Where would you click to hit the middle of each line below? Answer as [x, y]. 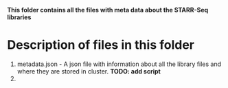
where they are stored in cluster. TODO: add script [89, 71]
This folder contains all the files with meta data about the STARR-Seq [108, 10]
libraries [19, 17]
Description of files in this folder [101, 45]
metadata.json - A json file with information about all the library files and [119, 64]
